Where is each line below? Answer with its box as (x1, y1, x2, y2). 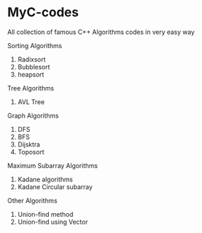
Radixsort (17, 55, 46, 64)
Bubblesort (17, 62, 50, 71)
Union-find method (17, 210, 74, 218)
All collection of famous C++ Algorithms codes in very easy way (7, 28, 195, 36)
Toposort (17, 147, 45, 156)
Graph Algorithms (7, 111, 59, 120)
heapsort (17, 70, 45, 79)
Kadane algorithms (17, 175, 73, 183)
